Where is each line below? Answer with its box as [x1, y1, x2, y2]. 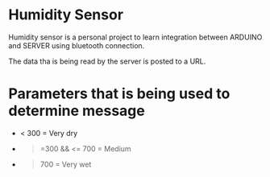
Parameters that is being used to [8, 84, 231, 103]
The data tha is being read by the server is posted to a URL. [8, 56, 206, 66]
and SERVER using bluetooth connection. [8, 40, 145, 50]
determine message [8, 102, 145, 120]
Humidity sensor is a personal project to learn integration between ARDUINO [8, 32, 263, 42]
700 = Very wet [39, 159, 92, 169]
